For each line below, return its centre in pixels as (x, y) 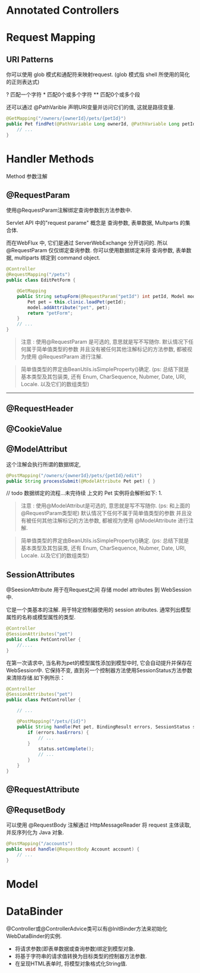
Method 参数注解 (27, 176)
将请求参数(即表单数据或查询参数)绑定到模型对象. (75, 949)
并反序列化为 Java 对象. (35, 833)
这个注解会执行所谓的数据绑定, (44, 464)
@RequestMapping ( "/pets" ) (38, 275)
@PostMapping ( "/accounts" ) (40, 844)
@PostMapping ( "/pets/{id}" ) (51, 721)
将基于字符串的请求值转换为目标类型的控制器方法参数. (81, 956)
